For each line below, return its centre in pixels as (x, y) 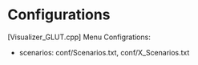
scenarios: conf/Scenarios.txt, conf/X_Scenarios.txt (104, 52)
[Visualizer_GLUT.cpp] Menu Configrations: (79, 37)
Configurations (59, 15)
